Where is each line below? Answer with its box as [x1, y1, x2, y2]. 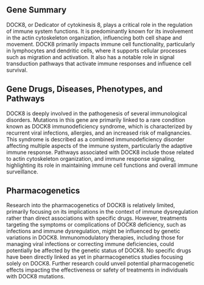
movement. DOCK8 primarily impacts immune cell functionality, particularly [6, 40, 195, 47]
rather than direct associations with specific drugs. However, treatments [6, 214, 188, 222]
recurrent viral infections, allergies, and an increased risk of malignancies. [6, 129, 192, 136]
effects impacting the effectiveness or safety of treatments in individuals [6, 266, 188, 273]
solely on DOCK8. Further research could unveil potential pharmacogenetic [6, 260, 195, 267]
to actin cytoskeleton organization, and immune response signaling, [6, 155, 176, 162]
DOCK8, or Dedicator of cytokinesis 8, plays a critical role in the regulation [6, 21, 193, 28]
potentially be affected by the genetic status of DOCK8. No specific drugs [6, 247, 192, 255]
